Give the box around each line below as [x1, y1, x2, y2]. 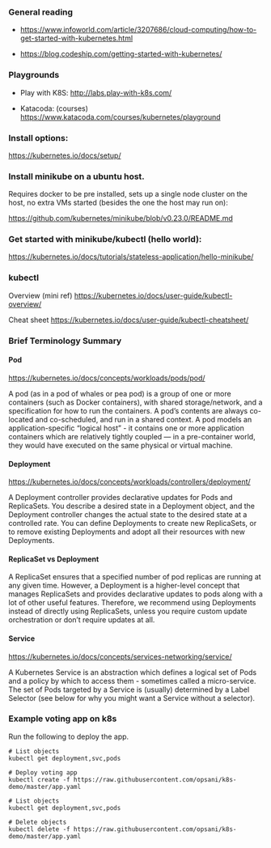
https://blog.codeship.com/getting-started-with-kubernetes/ [19, 49, 222, 59]
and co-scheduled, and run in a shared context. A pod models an [35, 414, 252, 424]
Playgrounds [8, 70, 60, 81]
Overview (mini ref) [8, 290, 73, 300]
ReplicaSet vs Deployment [8, 553, 100, 564]
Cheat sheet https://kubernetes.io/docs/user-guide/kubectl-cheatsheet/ [8, 315, 249, 324]
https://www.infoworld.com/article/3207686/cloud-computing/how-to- [19, 25, 257, 35]
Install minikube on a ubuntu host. [8, 171, 146, 182]
